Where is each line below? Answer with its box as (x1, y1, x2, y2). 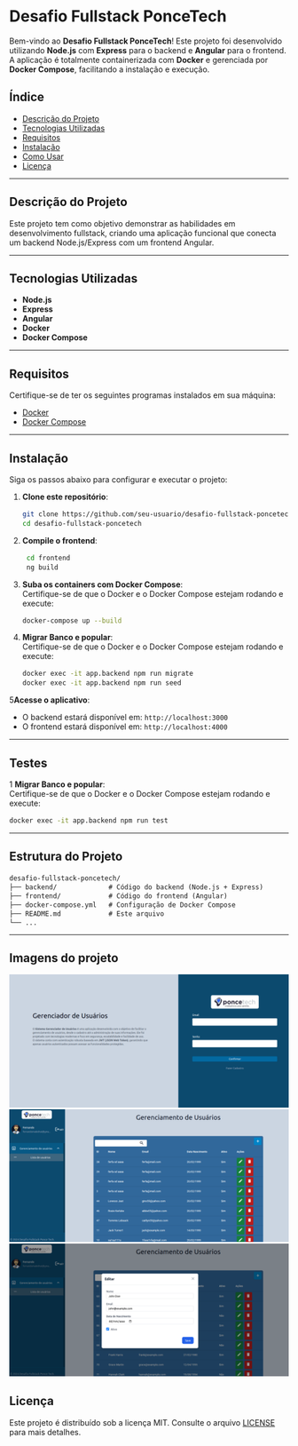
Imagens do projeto (9, 950, 119, 965)
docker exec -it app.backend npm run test (9, 815, 169, 825)
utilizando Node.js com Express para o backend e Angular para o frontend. (9, 44, 286, 55)
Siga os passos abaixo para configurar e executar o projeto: (9, 474, 228, 485)
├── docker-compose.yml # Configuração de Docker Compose (9, 900, 237, 910)
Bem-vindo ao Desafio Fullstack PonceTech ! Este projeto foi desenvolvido (9, 36, 282, 46)
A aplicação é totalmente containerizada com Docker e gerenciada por (9, 54, 269, 65)
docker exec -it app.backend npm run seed (21, 679, 182, 687)
